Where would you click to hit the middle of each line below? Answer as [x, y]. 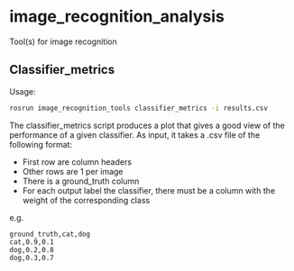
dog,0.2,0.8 [32, 249]
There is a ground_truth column [81, 181]
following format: [41, 144]
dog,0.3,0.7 [32, 257]
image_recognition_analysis [117, 17]
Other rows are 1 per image [73, 171]
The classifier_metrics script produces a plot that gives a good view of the [147, 125]
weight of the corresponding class [86, 200]
